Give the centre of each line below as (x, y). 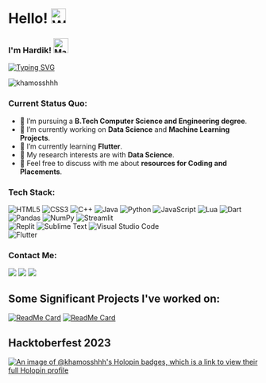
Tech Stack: (32, 192)
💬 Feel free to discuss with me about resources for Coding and (123, 163)
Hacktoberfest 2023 (60, 343)
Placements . (41, 172)
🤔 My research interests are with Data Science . (97, 154)
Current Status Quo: (48, 103)
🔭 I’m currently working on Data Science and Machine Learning (125, 129)
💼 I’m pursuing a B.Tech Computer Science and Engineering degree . (133, 121)
